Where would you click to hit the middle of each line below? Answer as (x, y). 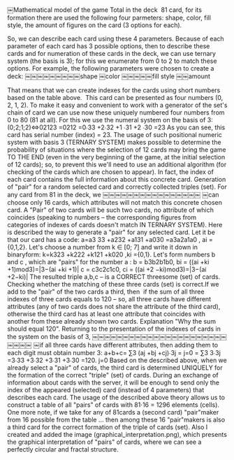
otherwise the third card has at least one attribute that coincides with (107, 314)
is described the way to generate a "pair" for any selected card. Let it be (111, 232)
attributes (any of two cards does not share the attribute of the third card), (114, 307)
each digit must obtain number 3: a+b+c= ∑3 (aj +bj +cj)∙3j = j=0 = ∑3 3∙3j (114, 353)
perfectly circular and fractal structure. (63, 449)
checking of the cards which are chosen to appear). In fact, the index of (111, 172)
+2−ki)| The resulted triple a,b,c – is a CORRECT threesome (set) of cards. (114, 277)
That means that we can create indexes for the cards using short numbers (114, 90)
